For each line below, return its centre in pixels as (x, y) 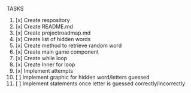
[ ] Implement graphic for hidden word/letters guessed (82, 77)
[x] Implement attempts (44, 71)
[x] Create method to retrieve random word (69, 45)
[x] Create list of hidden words (53, 39)
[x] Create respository (43, 20)
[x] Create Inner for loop (45, 64)
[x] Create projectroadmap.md (53, 33)
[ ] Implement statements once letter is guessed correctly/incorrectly (100, 83)
